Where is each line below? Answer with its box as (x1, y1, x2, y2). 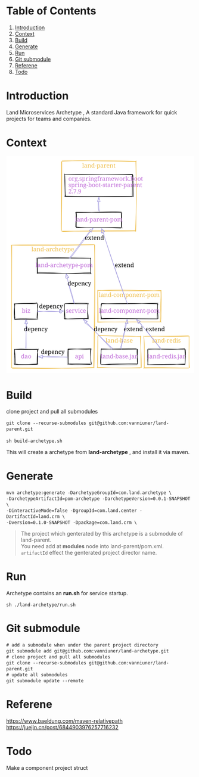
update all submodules (11, 672, 68, 678)
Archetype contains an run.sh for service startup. (6, 590, 128, 597)
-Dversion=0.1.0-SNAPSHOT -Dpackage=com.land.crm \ (6, 520, 137, 526)
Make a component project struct (6, 764, 88, 771)
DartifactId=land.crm (6, 514, 60, 520)
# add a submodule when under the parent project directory (6, 642, 159, 648)
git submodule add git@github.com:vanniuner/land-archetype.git (6, 648, 169, 654)
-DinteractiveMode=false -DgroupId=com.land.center (6, 508, 137, 514)
